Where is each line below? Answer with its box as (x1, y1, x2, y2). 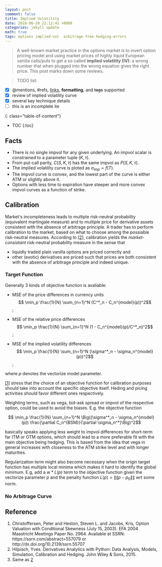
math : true (5, 30, 27, 34)
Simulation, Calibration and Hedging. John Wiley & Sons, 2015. (12, 551, 137, 557)
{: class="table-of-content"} (5, 113, 61, 119)
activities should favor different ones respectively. (5, 390, 105, 396)
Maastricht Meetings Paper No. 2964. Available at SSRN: (12, 531, 125, 537)
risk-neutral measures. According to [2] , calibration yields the (5, 234, 128, 240)
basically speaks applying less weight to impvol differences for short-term (5, 429, 153, 434)
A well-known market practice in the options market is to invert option (16, 47, 156, 53)
